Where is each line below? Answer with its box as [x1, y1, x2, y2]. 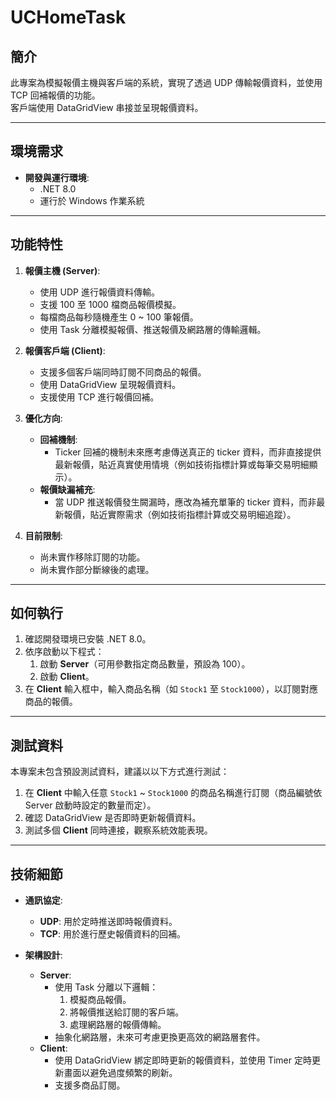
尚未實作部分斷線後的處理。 [39, 563, 155, 575]
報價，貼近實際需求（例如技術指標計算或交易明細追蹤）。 [63, 508, 297, 520]
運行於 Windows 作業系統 [39, 194, 145, 206]
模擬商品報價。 [69, 994, 132, 1006]
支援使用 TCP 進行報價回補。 [39, 391, 160, 403]
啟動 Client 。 [39, 671, 95, 683]
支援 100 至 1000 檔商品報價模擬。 [39, 298, 182, 310]
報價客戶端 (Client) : [24, 344, 106, 356]
